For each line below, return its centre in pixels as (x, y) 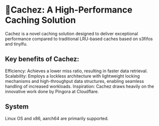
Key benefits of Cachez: (42, 59)
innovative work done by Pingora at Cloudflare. (52, 91)
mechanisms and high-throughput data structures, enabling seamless (75, 81)
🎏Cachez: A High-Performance (69, 10)
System (17, 107)
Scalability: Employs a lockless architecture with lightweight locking (72, 76)
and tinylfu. (16, 44)
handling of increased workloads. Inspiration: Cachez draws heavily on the (79, 86)
